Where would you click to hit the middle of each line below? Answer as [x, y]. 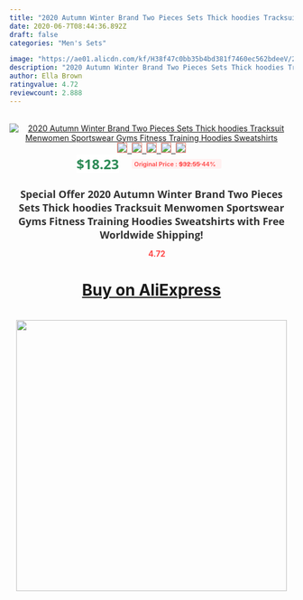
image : [22, 60]
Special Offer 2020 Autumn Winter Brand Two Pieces [151, 194]
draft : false [34, 34]
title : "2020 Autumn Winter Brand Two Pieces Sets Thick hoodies [134, 18]
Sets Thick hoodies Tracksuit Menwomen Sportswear [151, 207]
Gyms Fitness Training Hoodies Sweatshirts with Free [151, 221]
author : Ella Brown [46, 76]
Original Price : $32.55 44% [175, 164]
